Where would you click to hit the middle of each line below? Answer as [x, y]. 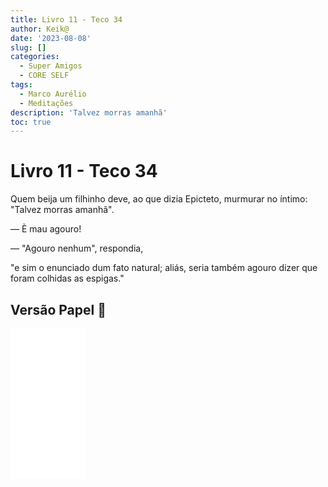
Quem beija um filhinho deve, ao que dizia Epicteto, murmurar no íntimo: [159, 199]
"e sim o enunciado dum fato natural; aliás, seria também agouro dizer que [164, 268]
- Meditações [46, 103]
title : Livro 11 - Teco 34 [66, 19]
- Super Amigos [51, 66]
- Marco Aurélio [53, 94]
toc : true [31, 122]
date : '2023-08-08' [51, 38]
